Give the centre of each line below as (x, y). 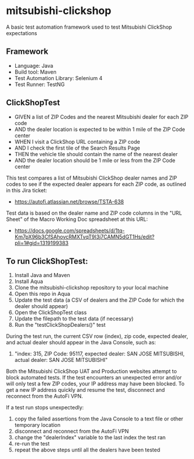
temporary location (37, 425)
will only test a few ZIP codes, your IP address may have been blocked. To (96, 384)
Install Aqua (29, 281)
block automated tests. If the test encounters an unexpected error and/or (94, 378)
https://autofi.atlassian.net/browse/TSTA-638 (69, 201)
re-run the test (32, 444)
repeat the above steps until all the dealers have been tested (87, 450)
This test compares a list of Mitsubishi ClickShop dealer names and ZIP (91, 178)
